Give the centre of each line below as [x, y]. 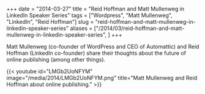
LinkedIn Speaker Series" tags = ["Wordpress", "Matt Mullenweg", [89, 15]
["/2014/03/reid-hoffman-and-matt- [139, 28]
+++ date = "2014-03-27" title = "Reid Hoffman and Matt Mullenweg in [95, 9]
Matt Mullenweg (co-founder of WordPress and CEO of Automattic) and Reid [103, 46]
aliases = [81, 28]
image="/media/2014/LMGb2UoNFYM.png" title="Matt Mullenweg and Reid [102, 78]
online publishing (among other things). [56, 60]
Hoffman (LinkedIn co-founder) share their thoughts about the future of [96, 53]
